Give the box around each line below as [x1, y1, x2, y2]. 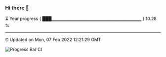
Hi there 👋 [5, 4, 30, 11]
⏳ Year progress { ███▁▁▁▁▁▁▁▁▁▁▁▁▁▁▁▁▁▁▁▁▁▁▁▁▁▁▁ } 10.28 [5, 16, 157, 21]
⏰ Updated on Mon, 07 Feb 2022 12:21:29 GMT [5, 37, 101, 43]
